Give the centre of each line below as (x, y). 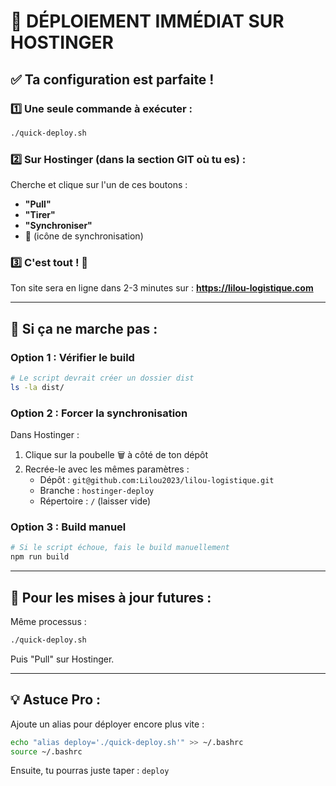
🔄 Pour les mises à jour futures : (111, 597)
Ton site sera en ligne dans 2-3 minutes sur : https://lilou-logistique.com (162, 288)
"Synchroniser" (58, 226)
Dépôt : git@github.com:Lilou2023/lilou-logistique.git (157, 480)
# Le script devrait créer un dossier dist (102, 378)
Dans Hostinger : (45, 435)
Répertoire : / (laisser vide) (95, 501)
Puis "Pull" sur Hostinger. (62, 659)
